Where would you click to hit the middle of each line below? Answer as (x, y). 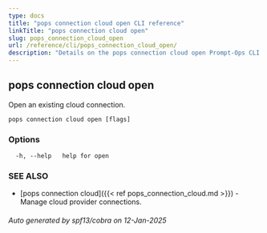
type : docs (26, 16)
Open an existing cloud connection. (67, 104)
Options (24, 139)
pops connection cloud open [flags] (69, 119)
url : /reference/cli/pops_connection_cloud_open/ (93, 46)
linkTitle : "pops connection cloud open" (79, 30)
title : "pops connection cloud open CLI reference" (96, 23)
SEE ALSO (28, 176)
